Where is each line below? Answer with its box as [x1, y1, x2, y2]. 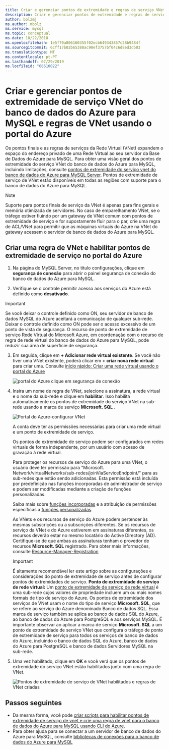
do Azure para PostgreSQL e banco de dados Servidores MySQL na [12, 643, 153, 649]
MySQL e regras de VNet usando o [5, 118, 152, 129]
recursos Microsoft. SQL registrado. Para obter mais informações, [12, 543, 150, 549]
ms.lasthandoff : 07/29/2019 [5, 59, 64, 64]
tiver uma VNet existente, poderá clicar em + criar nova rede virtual [12, 357, 154, 363]
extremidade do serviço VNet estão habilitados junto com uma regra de [12, 663, 161, 669]
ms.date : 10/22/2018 [5, 36, 49, 41]
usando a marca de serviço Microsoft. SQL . [23, 404, 116, 410]
